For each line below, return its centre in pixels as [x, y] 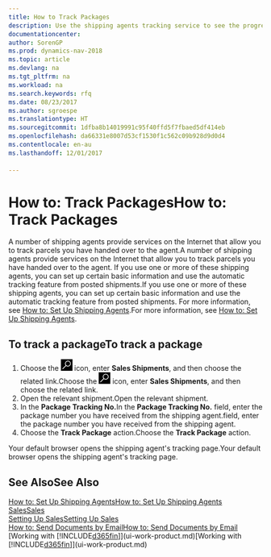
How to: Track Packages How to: [118, 202]
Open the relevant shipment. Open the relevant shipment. [114, 398]
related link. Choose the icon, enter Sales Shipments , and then [130, 381]
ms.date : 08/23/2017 [43, 102]
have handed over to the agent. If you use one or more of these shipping [129, 268]
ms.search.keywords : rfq [50, 94]
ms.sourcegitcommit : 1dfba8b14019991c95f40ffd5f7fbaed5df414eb [117, 128]
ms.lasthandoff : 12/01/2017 [56, 153]
